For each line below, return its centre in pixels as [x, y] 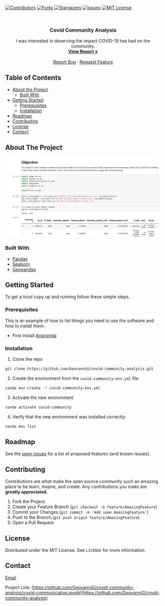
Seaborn [21, 264]
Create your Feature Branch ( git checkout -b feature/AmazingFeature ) [85, 507]
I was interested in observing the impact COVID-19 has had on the [83, 41]
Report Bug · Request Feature [83, 62]
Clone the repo [27, 359]
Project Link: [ [19, 587]
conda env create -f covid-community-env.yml [53, 388]
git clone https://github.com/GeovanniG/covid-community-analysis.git [79, 369]
